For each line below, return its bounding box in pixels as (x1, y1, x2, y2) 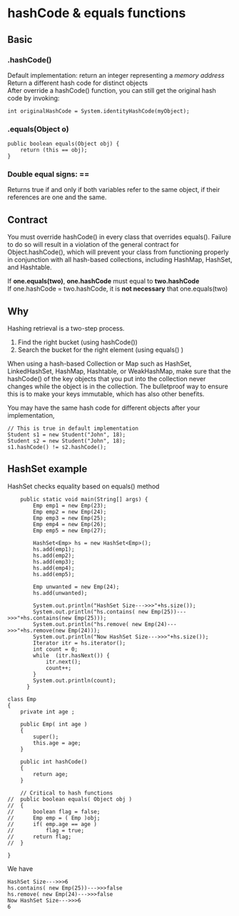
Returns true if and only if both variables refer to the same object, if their (7, 186, 220, 194)
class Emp (7, 695, 37, 703)
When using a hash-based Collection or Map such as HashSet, (7, 359, 192, 368)
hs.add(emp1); (33, 545, 75, 553)
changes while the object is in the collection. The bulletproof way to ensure (7, 382, 228, 391)
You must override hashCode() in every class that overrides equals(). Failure (7, 233, 232, 241)
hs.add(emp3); (33, 558, 75, 565)
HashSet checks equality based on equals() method (7, 482, 160, 490)
